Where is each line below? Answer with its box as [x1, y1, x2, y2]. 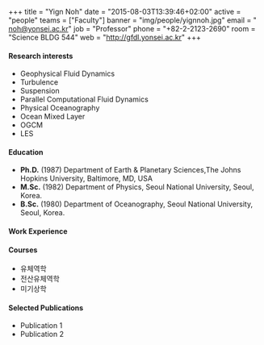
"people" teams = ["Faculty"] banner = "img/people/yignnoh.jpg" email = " [8, 15, 257, 25]
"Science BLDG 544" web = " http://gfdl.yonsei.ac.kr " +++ [8, 32, 202, 42]
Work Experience [8, 227, 68, 236]
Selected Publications [8, 302, 84, 313]
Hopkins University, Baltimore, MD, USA [19, 173, 153, 184]
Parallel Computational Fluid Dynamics [19, 94, 149, 104]
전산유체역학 [19, 274, 61, 284]
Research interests [8, 51, 73, 60]
